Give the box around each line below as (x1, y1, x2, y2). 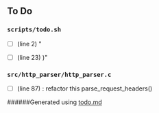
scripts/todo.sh (7, 26, 62, 33)
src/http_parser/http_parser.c (7, 71, 112, 78)
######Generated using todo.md (7, 98, 103, 106)
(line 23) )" (16, 53, 48, 61)
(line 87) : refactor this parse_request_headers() (16, 84, 153, 93)
